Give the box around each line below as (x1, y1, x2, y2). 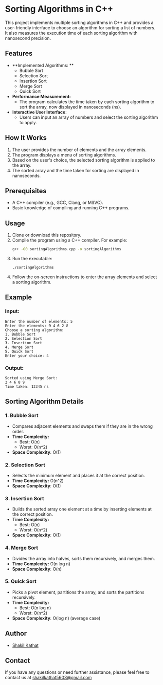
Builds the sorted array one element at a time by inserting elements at (12, 506, 152, 512)
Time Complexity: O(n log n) (12, 561, 71, 567)
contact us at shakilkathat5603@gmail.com (5, 675, 92, 681)
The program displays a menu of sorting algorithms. (12, 152, 117, 157)
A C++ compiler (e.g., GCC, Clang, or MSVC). (12, 199, 104, 206)
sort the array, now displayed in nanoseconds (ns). (19, 104, 122, 110)
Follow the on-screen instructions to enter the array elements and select (12, 274, 157, 280)
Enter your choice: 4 (5, 353, 49, 358)
